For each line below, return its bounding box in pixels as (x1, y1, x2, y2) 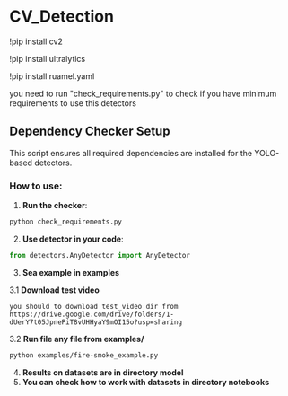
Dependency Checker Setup (9, 124, 170, 139)
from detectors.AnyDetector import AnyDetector (9, 251, 191, 260)
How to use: (9, 180, 63, 192)
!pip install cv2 (9, 36, 63, 47)
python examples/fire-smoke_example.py (9, 350, 159, 360)
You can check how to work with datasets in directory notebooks (22, 376, 270, 387)
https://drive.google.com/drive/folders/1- (9, 310, 175, 319)
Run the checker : (22, 200, 88, 211)
